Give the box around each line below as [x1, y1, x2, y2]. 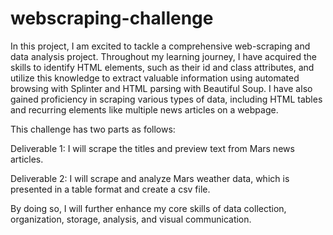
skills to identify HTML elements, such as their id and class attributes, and [10, 61, 315, 73]
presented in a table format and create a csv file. [10, 183, 211, 195]
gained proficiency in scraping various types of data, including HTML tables [10, 93, 323, 105]
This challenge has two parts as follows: [10, 123, 176, 135]
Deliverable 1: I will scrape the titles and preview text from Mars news [10, 142, 295, 154]
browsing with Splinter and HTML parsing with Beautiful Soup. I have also [10, 82, 313, 94]
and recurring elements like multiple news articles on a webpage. [10, 103, 279, 116]
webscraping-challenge [10, 7, 214, 30]
